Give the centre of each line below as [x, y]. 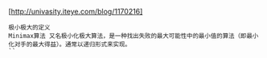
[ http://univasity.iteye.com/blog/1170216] [76, 12]
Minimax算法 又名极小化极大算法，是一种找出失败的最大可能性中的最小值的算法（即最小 [133, 36]
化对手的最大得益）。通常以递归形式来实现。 [70, 44]
